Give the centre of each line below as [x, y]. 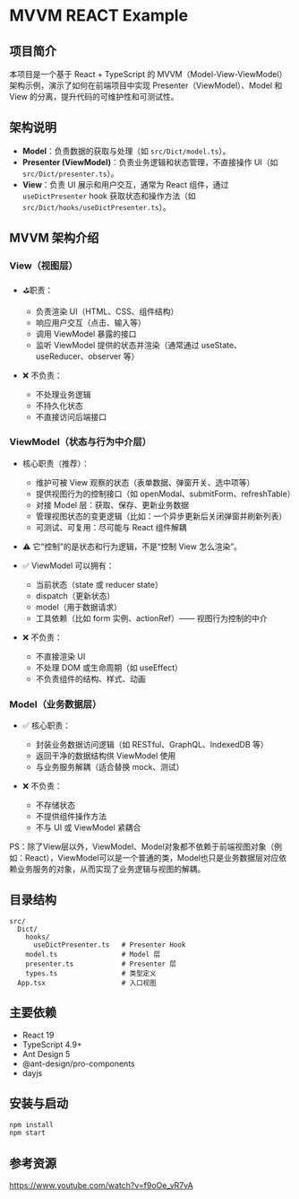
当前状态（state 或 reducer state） [99, 584]
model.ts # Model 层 [93, 954]
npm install [31, 1125]
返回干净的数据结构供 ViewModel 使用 [106, 756]
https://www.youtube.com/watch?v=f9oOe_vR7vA [102, 1186]
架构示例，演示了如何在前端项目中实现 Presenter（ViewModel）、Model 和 [146, 85]
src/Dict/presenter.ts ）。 [70, 173]
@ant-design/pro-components [79, 1063]
